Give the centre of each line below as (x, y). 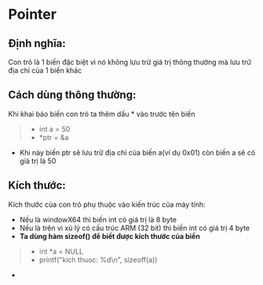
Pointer (33, 14)
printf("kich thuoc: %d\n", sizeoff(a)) (98, 259)
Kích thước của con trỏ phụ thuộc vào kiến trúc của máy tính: (107, 204)
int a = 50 (55, 129)
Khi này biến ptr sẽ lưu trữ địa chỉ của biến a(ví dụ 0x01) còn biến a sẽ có (137, 152)
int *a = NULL (61, 251)
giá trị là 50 (38, 161)
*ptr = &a (54, 137)
